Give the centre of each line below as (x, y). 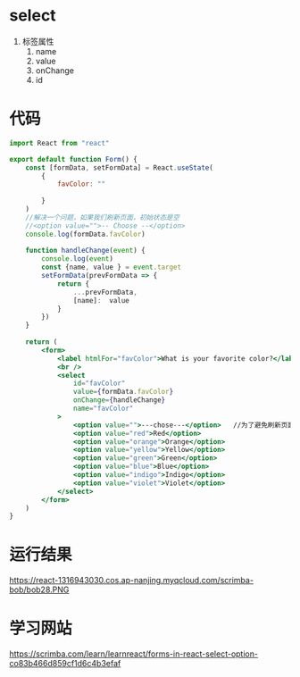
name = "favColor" (103, 408)
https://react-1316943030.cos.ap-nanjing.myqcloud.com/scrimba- (132, 581)
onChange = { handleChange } (119, 400)
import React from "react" (59, 143)
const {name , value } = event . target (111, 267)
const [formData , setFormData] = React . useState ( (120, 167)
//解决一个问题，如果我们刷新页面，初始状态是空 (103, 217)
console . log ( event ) (78, 259)
